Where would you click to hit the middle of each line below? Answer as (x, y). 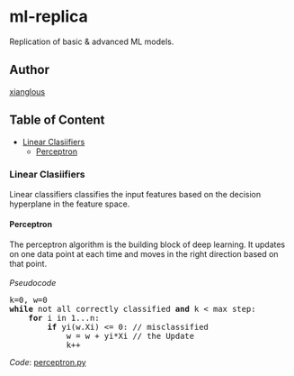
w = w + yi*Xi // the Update (130, 336)
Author (29, 70)
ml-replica (49, 17)
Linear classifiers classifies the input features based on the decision (135, 194)
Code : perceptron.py (48, 362)
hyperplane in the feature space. (70, 204)
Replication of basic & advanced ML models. (92, 41)
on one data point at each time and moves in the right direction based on (144, 254)
